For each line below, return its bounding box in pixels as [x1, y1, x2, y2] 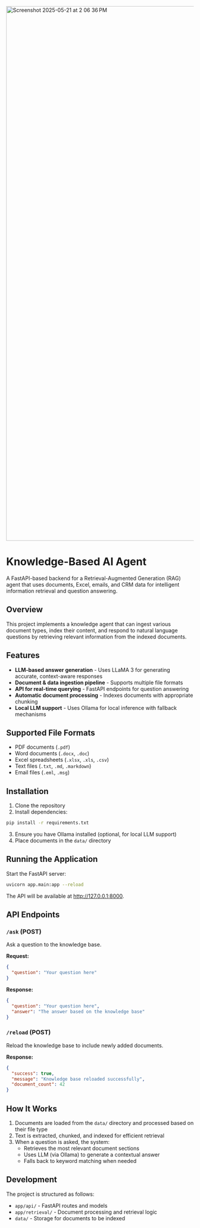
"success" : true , [11, 1070, 55, 1077]
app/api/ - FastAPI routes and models [14, 1202, 108, 1209]
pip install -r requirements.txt [6, 820, 89, 826]
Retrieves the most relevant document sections [23, 1145, 140, 1152]
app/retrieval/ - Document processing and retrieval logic [14, 1208, 158, 1215]
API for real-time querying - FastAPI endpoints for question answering [14, 685, 189, 692]
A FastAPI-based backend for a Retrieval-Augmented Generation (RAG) [6, 575, 182, 582]
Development [6, 1174, 58, 1185]
